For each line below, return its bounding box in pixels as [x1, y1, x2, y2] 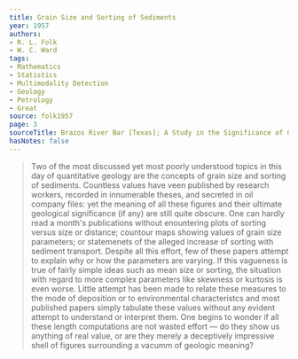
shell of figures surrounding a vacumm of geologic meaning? [30, 339, 255, 350]
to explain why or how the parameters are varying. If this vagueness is [30, 254, 288, 266]
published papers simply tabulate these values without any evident [30, 302, 275, 313]
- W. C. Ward [9, 46, 58, 55]
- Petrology [9, 95, 53, 105]
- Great [9, 104, 38, 113]
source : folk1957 [9, 112, 74, 121]
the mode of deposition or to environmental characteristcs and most [30, 293, 280, 303]
